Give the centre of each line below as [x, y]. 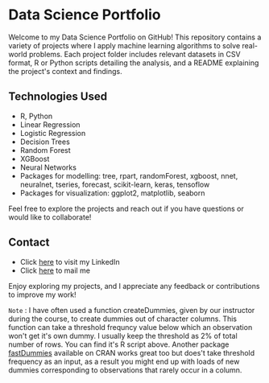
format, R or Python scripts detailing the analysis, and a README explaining [134, 63]
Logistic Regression [53, 133]
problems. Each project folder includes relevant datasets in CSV [134, 54]
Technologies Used [58, 97]
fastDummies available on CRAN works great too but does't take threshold [132, 352]
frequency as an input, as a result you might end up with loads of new [124, 361]
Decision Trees [45, 142]
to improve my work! [42, 294]
